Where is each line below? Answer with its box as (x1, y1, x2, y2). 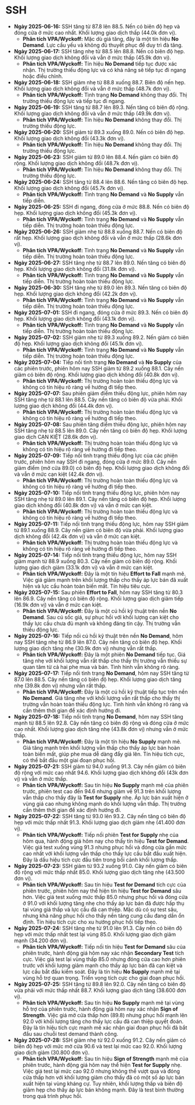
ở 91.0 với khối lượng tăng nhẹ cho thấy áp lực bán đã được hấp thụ (22, 900, 184, 907)
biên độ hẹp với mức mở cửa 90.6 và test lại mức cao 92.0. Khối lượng (13, 1042, 183, 1049)
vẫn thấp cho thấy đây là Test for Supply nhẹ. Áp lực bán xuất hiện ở (22, 794, 189, 801)
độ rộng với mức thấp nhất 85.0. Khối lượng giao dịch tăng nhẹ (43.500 (13, 869, 185, 876)
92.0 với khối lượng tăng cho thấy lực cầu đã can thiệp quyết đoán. (22, 1018, 184, 1025)
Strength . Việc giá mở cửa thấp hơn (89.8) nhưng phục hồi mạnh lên (22, 1011, 188, 1018)
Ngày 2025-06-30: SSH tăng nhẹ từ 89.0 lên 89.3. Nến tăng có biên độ (13, 284, 187, 291)
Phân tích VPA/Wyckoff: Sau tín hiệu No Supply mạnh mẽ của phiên (22, 781, 189, 788)
